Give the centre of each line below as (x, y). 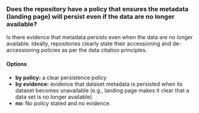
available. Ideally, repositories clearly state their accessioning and (89, 44)
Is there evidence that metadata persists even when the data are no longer (100, 37)
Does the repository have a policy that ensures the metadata (97, 9)
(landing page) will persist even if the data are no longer (90, 16)
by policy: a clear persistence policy (61, 77)
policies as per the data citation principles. (94, 50)
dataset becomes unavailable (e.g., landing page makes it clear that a (102, 90)
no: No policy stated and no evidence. (63, 103)
